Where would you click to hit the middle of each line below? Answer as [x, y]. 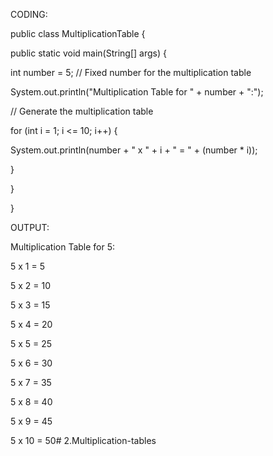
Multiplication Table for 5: [63, 247]
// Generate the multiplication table [82, 111]
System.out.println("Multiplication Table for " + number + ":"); [137, 92]
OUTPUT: [30, 227]
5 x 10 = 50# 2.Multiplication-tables [83, 440]
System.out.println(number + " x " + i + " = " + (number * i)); [134, 150]
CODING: [29, 14]
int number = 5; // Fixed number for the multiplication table [131, 72]
